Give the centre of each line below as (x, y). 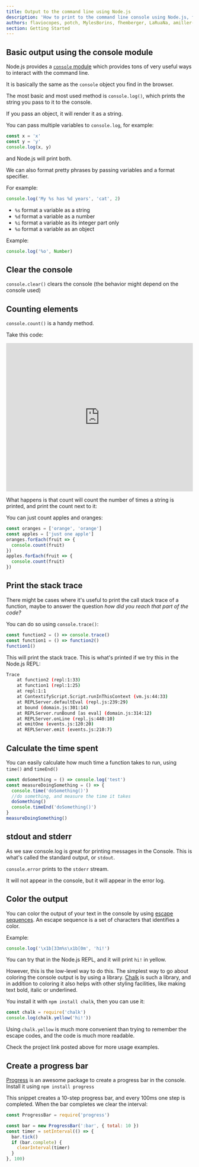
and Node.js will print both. (39, 158)
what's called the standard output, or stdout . (61, 857)
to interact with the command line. (48, 73)
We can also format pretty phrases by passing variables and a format (90, 170)
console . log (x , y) (29, 147)
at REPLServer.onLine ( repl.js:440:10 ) (66, 719)
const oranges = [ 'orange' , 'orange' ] (54, 529)
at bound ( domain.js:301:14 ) (53, 708)
